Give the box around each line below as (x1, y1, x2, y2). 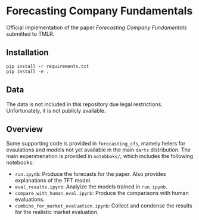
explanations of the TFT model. (14, 177, 92, 184)
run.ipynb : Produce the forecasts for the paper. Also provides (14, 171, 166, 178)
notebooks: (6, 159, 34, 166)
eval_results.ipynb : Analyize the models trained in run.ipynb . (14, 183, 167, 190)
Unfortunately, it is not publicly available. (6, 107, 106, 114)
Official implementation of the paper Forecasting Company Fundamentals (6, 24, 187, 31)
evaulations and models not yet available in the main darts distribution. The (6, 146, 191, 153)
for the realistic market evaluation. (14, 209, 99, 216)
